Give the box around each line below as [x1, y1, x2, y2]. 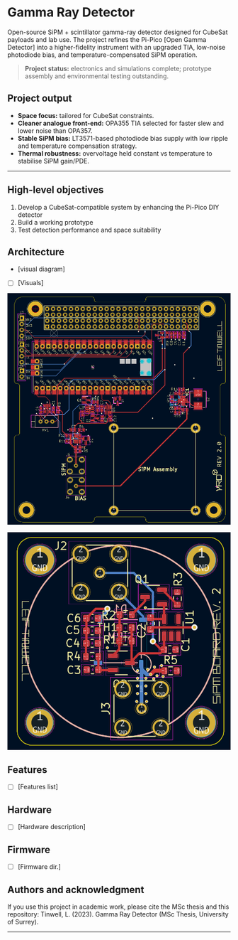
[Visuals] [17, 279, 44, 287]
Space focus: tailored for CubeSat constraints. [17, 111, 154, 119]
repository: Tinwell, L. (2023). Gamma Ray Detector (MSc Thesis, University [7, 910, 229, 919]
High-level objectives [7, 184, 104, 196]
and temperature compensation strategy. [17, 141, 137, 150]
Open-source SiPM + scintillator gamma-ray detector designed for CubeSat [7, 28, 228, 36]
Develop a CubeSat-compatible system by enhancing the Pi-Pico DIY [17, 203, 220, 211]
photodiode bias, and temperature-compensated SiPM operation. [7, 50, 198, 59]
